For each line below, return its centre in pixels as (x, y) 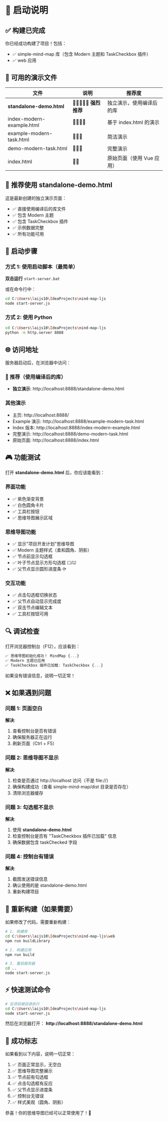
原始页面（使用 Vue (130, 158)
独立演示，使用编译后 (132, 102)
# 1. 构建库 (16, 932)
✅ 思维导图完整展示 (32, 1071)
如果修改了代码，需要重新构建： (38, 922)
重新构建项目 (25, 891)
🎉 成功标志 (21, 1041)
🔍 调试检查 (22, 631)
